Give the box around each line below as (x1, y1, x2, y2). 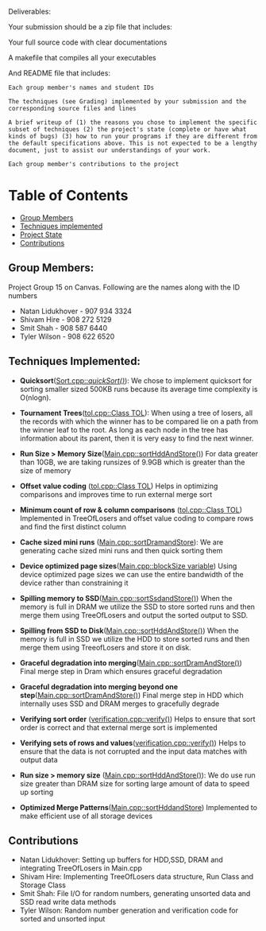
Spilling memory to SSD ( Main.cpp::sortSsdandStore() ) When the (19, 593, 233, 603)
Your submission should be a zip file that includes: (8, 22, 173, 31)
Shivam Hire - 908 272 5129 (19, 314, 112, 324)
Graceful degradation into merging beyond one (19, 681, 179, 691)
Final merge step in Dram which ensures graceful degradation (19, 666, 222, 676)
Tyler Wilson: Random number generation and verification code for (19, 906, 238, 915)
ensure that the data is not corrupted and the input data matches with (19, 747, 248, 756)
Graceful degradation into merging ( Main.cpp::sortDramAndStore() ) (19, 658, 242, 667)
